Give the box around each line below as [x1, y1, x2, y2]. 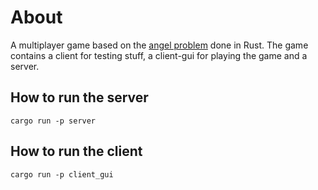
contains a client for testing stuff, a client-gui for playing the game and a [10, 49, 308, 61]
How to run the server [10, 89, 149, 106]
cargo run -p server [10, 116, 97, 126]
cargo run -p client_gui [10, 169, 114, 180]
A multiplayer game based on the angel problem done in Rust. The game [10, 39, 309, 51]
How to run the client [10, 143, 143, 160]
